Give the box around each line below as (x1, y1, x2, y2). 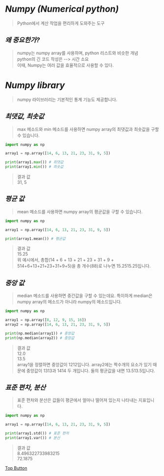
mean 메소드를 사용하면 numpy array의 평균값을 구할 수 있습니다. (17, 208, 143, 214)
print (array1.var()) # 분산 (5, 435, 60, 441)
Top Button (5, 465, 27, 471)
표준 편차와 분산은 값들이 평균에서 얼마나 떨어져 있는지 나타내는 (17, 397, 138, 403)
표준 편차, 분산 (5, 383, 46, 392)
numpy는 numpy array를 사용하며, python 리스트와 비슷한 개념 (17, 50, 139, 56)
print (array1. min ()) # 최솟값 (5, 164, 64, 170)
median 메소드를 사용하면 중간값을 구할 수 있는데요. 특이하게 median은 (17, 293, 153, 299)
